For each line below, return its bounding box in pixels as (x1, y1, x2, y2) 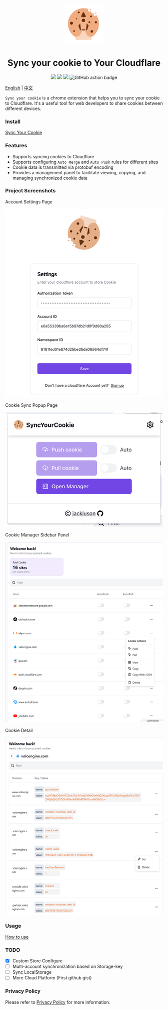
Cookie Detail (5, 727, 33, 733)
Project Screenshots (5, 187, 56, 194)
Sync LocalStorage (12, 969, 52, 975)
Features (5, 142, 27, 149)
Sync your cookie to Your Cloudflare (7, 57, 161, 69)
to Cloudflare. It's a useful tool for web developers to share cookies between (5, 100, 163, 106)
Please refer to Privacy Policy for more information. (5, 999, 110, 1005)
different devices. (5, 105, 41, 111)
